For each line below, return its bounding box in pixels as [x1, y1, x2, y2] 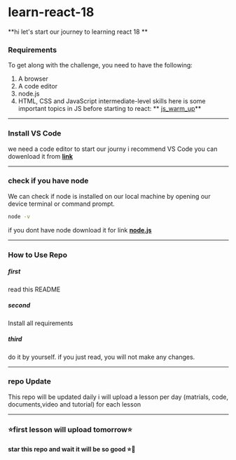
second [8, 301, 31, 310]
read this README [8, 285, 61, 294]
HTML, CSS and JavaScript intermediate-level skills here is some [18, 97, 206, 105]
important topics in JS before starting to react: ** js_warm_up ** [18, 105, 202, 113]
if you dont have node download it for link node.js [8, 225, 152, 234]
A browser [18, 74, 48, 83]
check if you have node [8, 176, 89, 186]
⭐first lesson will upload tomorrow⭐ [8, 424, 132, 434]
